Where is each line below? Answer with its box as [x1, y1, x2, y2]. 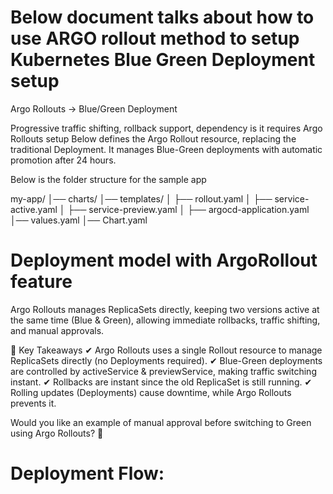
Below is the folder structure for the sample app [10, 173, 207, 185]
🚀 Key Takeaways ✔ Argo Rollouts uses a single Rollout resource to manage [10, 344, 323, 356]
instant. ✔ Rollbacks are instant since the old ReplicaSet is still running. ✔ [10, 376, 313, 388]
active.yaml [10, 203, 58, 215]
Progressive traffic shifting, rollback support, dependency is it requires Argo [10, 122, 323, 134]
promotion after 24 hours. [10, 154, 117, 166]
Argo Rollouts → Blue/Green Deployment [10, 102, 178, 115]
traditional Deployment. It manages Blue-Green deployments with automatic [10, 143, 323, 155]
